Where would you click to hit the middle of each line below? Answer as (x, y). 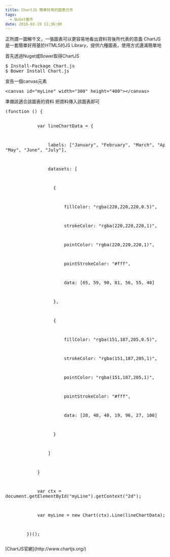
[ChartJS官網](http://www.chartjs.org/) (46, 549)
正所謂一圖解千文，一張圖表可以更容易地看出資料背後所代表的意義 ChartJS (83, 39)
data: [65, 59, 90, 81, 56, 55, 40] (110, 283)
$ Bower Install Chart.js (37, 71)
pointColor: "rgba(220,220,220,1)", (110, 245)
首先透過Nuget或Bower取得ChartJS (42, 56)
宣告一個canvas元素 (26, 81)
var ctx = (49, 491)
